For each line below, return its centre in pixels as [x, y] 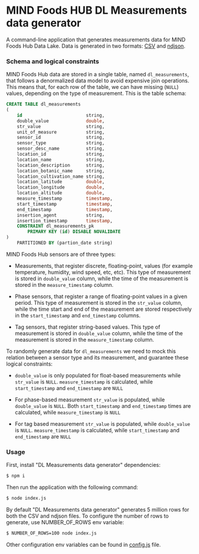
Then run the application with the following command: [72, 487]
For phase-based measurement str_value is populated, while [90, 400]
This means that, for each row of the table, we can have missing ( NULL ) [93, 87]
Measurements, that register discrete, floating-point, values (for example [104, 265]
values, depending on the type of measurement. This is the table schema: [96, 94]
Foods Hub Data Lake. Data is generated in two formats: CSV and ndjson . [96, 46]
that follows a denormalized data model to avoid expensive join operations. [98, 81]
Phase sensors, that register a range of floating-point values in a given [101, 296]
